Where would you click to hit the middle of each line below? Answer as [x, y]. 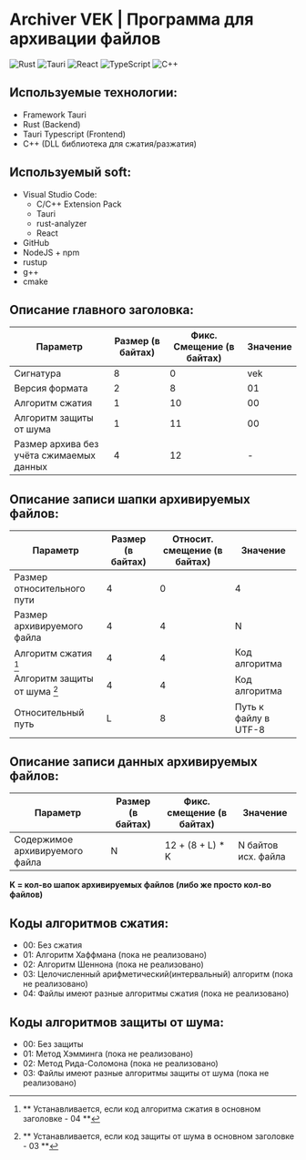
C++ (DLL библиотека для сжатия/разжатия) [110, 143]
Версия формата [51, 389]
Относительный [49, 712]
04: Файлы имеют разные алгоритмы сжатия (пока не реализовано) [156, 993]
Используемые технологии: [93, 92]
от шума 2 [36, 691]
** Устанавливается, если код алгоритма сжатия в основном [142, 1109]
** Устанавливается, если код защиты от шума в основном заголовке [158, 1136]
